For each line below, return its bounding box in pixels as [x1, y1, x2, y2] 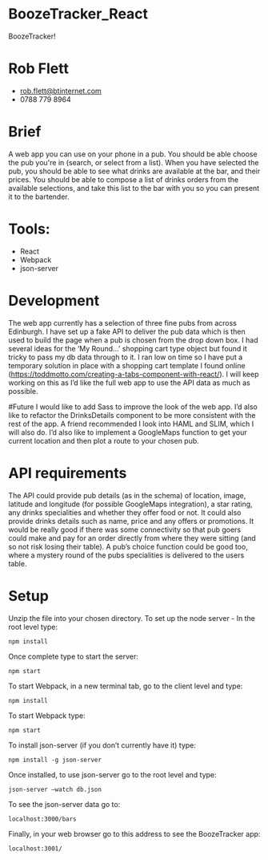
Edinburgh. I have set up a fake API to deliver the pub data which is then [8, 327, 246, 336]
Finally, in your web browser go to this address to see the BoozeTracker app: [8, 829, 261, 838]
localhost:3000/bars [8, 815, 78, 823]
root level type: [8, 622, 58, 631]
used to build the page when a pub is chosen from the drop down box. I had [8, 335, 258, 345]
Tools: [8, 220, 50, 237]
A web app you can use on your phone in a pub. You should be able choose [8, 149, 258, 159]
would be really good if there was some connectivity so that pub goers [8, 525, 242, 534]
